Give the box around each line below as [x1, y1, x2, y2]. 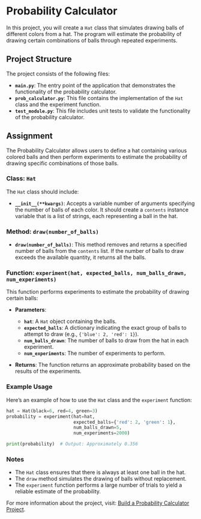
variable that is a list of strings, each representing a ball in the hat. [14, 212, 178, 219]
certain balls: [6, 295, 38, 302]
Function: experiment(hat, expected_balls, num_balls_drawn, [6, 268, 187, 277]
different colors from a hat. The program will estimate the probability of [6, 30, 182, 37]
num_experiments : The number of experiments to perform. [23, 349, 166, 357]
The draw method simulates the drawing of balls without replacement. [14, 475, 187, 482]
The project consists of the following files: [6, 70, 110, 77]
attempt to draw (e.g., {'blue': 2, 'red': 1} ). [23, 331, 139, 338]
